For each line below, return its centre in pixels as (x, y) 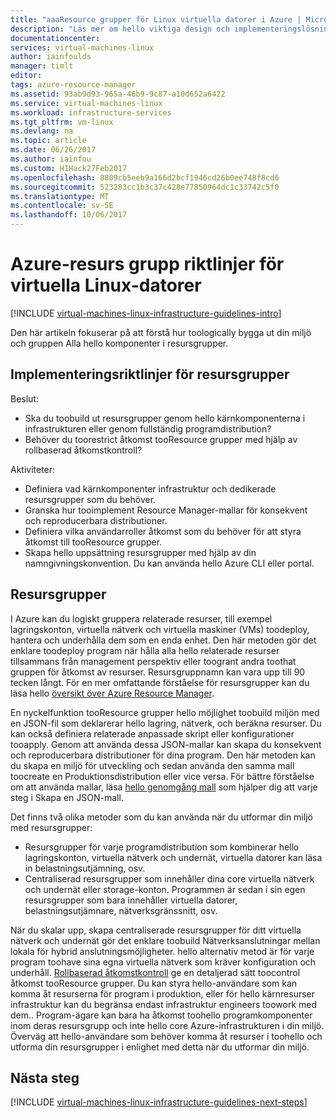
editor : (26, 76)
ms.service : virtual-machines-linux (86, 103)
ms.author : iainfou (51, 159)
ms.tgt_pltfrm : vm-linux (62, 122)
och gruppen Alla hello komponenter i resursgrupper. (119, 343)
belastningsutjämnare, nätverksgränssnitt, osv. (121, 910)
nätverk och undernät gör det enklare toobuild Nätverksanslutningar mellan (165, 940)
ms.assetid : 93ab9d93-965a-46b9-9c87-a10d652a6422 (118, 94)
